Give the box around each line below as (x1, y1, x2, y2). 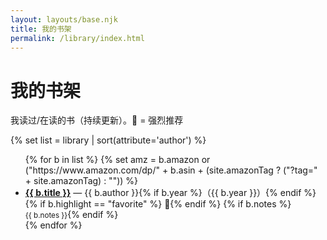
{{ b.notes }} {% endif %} (24, 209, 119, 221)
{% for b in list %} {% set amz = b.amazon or (24, 154, 211, 166)
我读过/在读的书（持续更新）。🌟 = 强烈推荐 (10, 114, 184, 126)
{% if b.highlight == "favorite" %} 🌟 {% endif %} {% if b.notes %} (24, 198, 292, 210)
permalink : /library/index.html (10, 33, 145, 43)
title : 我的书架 (10, 24, 72, 34)
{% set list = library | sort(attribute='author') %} (10, 134, 207, 146)
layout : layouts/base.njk (10, 14, 118, 25)
